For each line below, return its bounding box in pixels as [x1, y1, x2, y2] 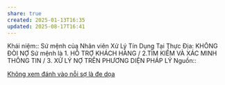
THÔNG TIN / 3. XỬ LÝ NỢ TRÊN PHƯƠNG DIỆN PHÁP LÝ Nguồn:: [7, 57, 197, 65]
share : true [7, 10, 42, 17]
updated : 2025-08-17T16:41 [7, 23, 85, 30]
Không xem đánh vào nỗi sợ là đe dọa [7, 70, 115, 78]
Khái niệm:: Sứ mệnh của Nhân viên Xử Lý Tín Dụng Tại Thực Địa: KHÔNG [7, 42, 218, 50]
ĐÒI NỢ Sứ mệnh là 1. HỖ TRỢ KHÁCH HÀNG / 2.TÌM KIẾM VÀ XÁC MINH [7, 49, 217, 57]
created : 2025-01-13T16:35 [7, 17, 85, 23]
